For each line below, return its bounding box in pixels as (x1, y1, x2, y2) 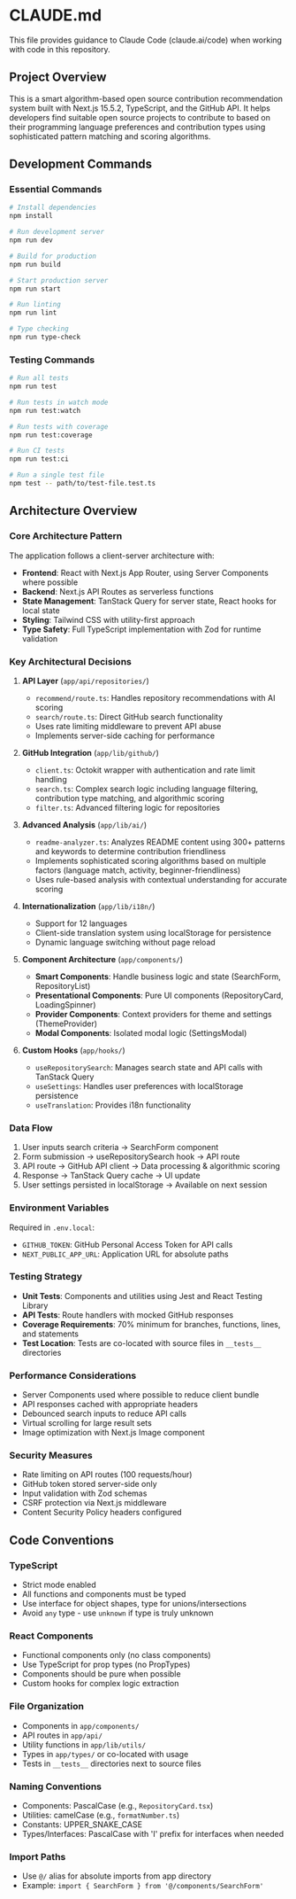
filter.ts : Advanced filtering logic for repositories (34, 802, 221, 813)
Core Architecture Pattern (9, 530, 123, 542)
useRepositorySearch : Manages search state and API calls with (34, 1062, 263, 1072)
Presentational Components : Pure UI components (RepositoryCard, (34, 990, 285, 1000)
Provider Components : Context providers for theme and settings (34, 1008, 272, 1019)
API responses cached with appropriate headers (21, 1399, 199, 1410)
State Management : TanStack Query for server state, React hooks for (21, 595, 277, 606)
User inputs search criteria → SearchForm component (21, 1142, 219, 1153)
